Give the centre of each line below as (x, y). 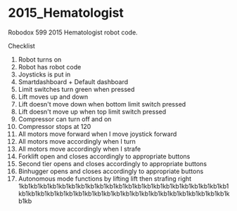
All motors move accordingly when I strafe (79, 149)
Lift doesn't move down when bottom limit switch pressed (102, 104)
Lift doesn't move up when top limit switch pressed (92, 111)
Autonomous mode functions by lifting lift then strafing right (105, 178)
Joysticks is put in (44, 74)
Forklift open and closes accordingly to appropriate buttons (104, 156)
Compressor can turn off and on (65, 119)
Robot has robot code (50, 67)
